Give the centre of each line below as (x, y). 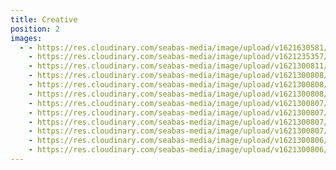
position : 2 (35, 29)
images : (26, 38)
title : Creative (44, 19)
